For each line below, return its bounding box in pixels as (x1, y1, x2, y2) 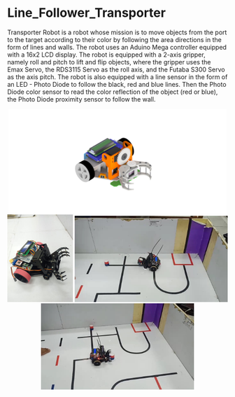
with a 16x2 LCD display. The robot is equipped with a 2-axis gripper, (7, 50, 206, 59)
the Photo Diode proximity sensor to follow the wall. (7, 95, 156, 103)
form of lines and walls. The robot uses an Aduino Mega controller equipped (7, 43, 227, 51)
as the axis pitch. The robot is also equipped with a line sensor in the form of (7, 72, 228, 81)
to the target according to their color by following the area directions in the (7, 35, 222, 43)
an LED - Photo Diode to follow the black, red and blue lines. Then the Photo (7, 80, 227, 88)
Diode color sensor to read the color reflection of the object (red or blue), (7, 88, 218, 96)
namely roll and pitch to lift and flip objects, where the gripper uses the (7, 57, 211, 66)
